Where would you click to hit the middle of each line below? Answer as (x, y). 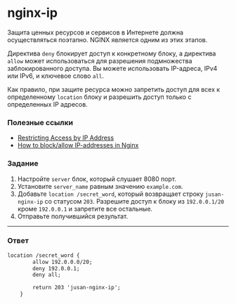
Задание (23, 164)
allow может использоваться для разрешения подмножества (100, 60)
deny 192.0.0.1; (56, 268)
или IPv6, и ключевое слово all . (55, 76)
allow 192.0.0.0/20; (63, 262)
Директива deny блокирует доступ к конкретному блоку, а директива (112, 53)
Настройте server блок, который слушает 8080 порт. (97, 179)
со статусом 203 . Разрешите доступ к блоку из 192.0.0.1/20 (135, 201)
